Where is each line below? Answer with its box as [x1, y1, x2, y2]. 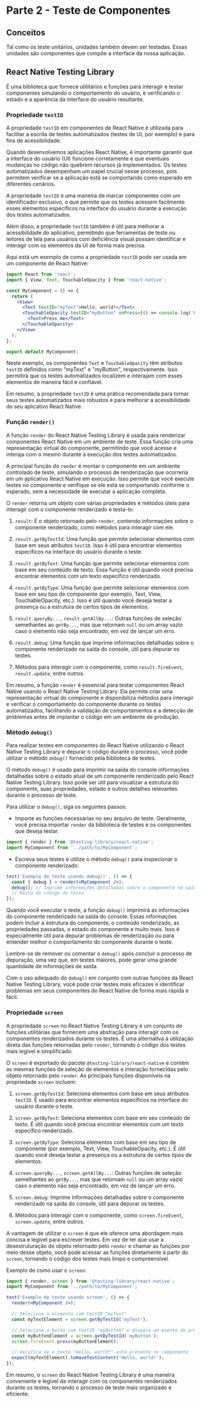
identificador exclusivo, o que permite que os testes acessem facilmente [6, 198, 185, 206]
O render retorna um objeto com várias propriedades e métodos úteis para [6, 499, 190, 506]
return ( [11, 293, 33, 300]
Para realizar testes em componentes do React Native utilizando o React [6, 742, 184, 749]
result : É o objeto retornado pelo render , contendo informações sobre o [14, 517, 193, 524]
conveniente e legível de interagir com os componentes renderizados [6, 1377, 178, 1385]
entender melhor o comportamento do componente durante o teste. [6, 938, 173, 945]
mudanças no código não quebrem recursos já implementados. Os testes [6, 161, 187, 168]
